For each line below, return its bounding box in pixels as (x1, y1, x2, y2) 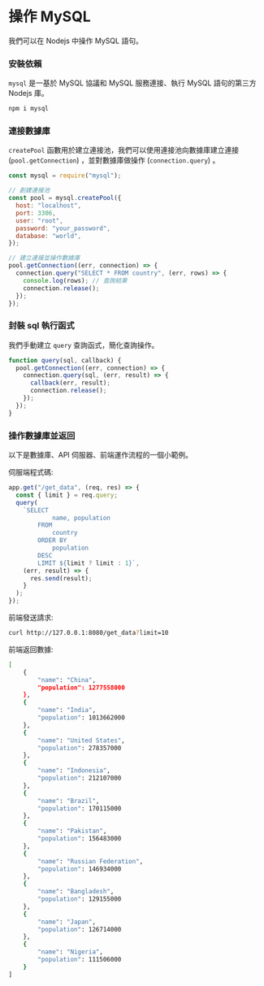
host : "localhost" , (15, 202, 82, 210)
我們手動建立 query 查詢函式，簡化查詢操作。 (8, 340, 159, 350)
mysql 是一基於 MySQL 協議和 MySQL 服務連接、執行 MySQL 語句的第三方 (8, 78, 257, 88)
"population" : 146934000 (37, 865, 122, 873)
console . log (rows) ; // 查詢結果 (23, 276, 128, 285)
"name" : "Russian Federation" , (37, 857, 144, 866)
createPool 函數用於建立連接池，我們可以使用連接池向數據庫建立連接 (8, 146, 240, 155)
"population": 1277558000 (37, 684, 126, 692)
